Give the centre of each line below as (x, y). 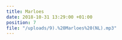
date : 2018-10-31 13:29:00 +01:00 (50, 17)
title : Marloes (25, 11)
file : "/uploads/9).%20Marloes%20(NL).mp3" (62, 28)
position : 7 (21, 22)
